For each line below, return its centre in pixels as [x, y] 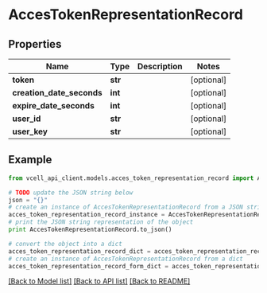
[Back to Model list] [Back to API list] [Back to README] [99, 281]
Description [160, 66]
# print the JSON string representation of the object [101, 222]
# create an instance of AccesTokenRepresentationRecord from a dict [126, 259]
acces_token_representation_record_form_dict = [89, 266]
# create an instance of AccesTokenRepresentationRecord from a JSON [126, 207]
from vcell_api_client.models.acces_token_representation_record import [131, 178]
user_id [27, 119]
